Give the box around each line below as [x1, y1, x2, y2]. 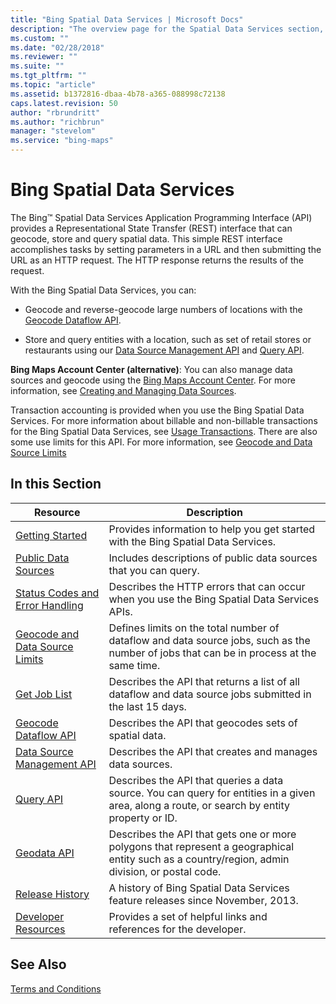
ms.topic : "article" [10, 80, 97, 90]
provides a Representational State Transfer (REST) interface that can [10, 222, 293, 234]
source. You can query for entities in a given [108, 786, 316, 800]
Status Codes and [15, 586, 100, 600]
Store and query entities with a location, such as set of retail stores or [24, 333, 312, 345]
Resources [15, 922, 66, 936]
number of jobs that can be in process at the [108, 646, 317, 660]
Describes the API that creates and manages [108, 744, 318, 758]
